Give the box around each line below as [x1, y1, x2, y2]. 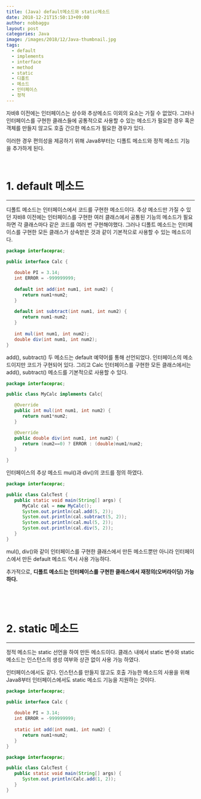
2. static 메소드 [6, 622, 79, 635]
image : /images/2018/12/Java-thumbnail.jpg [6, 37, 117, 42]
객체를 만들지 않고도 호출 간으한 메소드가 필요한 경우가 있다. [6, 124, 145, 132]
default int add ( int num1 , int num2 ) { [14, 286, 114, 292]
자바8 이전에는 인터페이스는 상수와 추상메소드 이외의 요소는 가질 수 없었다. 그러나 [6, 109, 194, 117]
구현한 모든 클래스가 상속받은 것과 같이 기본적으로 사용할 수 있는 [22, 228, 170, 235]
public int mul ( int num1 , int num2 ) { [14, 408, 111, 414]
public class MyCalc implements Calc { [6, 391, 103, 397]
